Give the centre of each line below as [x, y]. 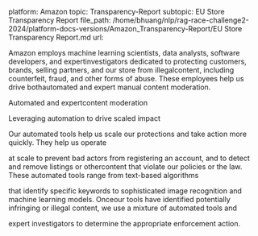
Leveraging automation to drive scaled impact [85, 118]
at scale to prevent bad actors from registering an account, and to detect [129, 158]
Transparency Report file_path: [60, 20]
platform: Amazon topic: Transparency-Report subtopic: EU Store [117, 12]
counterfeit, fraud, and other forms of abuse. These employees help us [126, 79]
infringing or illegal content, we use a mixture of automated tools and [123, 208]
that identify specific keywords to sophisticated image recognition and [125, 191]
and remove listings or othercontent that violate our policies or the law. [125, 167]
